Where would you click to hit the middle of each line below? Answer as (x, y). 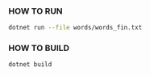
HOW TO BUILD (39, 48)
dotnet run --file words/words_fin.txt (75, 28)
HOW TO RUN (35, 11)
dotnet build (30, 65)
